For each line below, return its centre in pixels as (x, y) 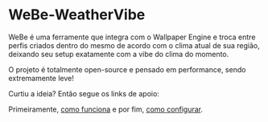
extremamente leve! (41, 78)
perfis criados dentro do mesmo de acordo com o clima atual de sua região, (134, 45)
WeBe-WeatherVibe (77, 15)
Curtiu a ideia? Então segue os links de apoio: (84, 93)
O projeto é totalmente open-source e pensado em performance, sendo (127, 69)
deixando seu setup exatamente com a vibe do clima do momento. (119, 54)
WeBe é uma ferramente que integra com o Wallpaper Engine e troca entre (132, 37)
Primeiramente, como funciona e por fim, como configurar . (106, 109)
